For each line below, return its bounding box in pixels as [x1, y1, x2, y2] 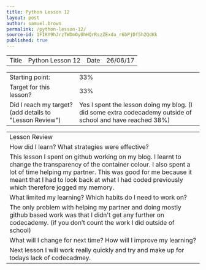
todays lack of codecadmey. [9, 253, 91, 262]
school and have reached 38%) [78, 116, 170, 124]
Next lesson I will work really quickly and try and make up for [9, 246, 185, 254]
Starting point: [9, 73, 50, 81]
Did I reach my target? [9, 100, 73, 109]
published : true [6, 37, 48, 43]
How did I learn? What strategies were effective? [9, 143, 149, 151]
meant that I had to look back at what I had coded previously [9, 176, 183, 184]
